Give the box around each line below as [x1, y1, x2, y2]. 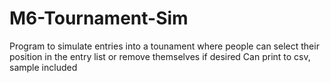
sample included [9, 61, 78, 73]
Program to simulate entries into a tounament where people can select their [9, 40, 320, 52]
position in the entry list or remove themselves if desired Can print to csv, [9, 50, 311, 62]
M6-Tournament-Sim [9, 7, 189, 30]
